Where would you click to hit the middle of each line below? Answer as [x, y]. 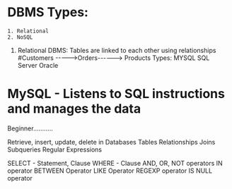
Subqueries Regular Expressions [55, 150]
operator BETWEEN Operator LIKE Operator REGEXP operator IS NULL [110, 171]
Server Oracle [38, 65]
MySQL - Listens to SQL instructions [116, 94]
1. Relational [28, 31]
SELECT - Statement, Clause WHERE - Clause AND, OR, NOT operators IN [115, 163]
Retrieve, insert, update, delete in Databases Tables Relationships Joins [111, 142]
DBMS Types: [48, 12]
